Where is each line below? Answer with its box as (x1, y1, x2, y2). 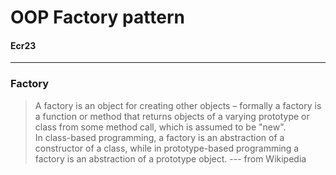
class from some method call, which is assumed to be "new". (34, 121, 287, 133)
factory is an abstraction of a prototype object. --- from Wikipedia (34, 152, 307, 165)
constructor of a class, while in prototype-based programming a (34, 142, 300, 154)
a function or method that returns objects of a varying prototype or (34, 110, 310, 122)
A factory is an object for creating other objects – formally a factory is (34, 99, 322, 111)
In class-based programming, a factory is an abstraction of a (34, 131, 285, 143)
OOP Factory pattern (10, 6, 185, 29)
